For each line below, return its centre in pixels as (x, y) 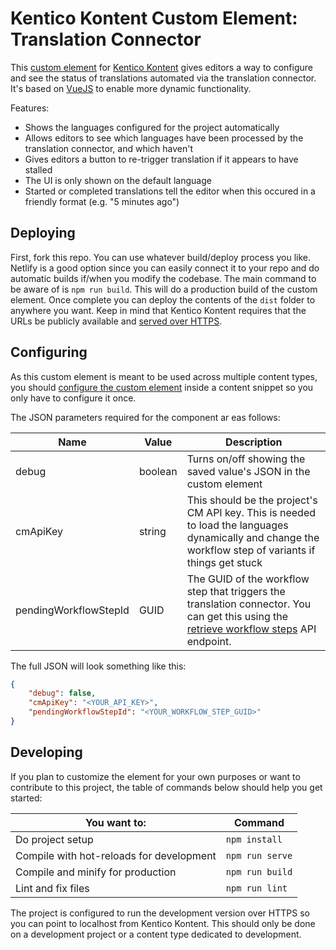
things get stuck (224, 562)
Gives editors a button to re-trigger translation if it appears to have (161, 159)
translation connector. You (249, 604)
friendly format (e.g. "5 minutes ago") (102, 201)
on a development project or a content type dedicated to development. (156, 934)
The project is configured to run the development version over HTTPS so (160, 913)
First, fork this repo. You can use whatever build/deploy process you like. (161, 257)
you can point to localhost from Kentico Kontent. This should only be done (163, 923)
